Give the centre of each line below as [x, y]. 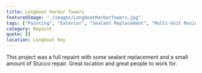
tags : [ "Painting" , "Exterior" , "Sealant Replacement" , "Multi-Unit [94, 23]
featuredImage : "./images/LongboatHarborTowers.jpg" [74, 17]
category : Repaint [29, 29]
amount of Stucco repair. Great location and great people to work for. [92, 63]
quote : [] [19, 34]
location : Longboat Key [36, 40]
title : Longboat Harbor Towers [45, 12]
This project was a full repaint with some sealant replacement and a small [97, 57]
